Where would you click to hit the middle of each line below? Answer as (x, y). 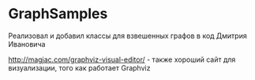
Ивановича (27, 44)
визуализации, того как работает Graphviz (79, 67)
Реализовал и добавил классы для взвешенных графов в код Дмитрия (127, 36)
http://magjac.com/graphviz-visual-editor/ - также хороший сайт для (122, 59)
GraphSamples (58, 14)
